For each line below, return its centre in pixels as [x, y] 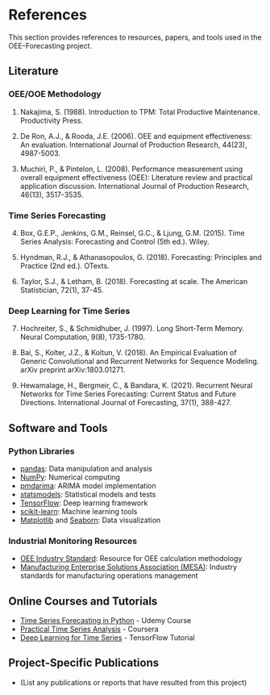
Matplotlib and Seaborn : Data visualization [90, 520]
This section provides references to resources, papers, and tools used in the [135, 37]
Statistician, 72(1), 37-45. [62, 290]
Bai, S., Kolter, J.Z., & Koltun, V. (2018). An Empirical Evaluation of [128, 353]
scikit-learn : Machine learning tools [79, 511]
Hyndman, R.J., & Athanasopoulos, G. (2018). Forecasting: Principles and [141, 257]
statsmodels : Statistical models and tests [88, 494]
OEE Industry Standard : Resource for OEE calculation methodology [131, 559]
